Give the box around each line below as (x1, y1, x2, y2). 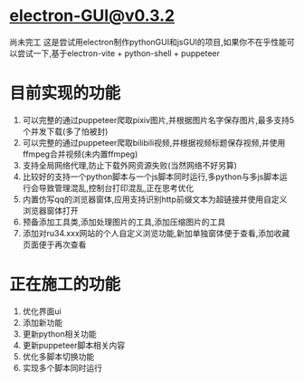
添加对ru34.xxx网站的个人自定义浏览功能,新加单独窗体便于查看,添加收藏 (22, 227, 290, 238)
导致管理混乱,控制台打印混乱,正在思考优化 (38, 182, 195, 193)
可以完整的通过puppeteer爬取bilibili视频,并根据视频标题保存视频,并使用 (22, 137, 286, 148)
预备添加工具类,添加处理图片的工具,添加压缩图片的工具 (22, 216, 226, 227)
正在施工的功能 (9, 274, 121, 295)
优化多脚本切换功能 (22, 350, 95, 362)
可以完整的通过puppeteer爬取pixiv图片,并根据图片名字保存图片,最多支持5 (22, 114, 295, 125)
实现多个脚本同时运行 (22, 362, 102, 373)
